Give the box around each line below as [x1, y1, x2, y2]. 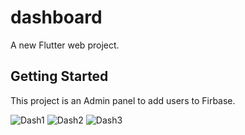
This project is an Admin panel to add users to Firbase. [10, 94, 236, 106]
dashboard [10, 6, 103, 29]
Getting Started [10, 68, 109, 85]
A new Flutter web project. [10, 39, 120, 51]
